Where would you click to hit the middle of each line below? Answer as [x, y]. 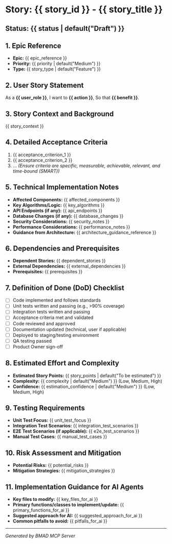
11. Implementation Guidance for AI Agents [75, 487]
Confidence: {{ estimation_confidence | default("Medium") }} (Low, [84, 386]
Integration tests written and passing [51, 312]
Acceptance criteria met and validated [53, 317]
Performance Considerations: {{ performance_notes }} [71, 227]
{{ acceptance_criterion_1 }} [42, 155]
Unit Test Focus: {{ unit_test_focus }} [52, 420]
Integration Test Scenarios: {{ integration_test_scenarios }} [76, 426]
